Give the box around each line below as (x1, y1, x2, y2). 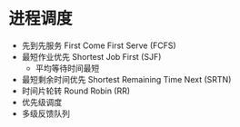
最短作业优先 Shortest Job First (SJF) (21, 51, 162, 62)
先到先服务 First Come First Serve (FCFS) (21, 40, 176, 51)
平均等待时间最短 (35, 63, 100, 73)
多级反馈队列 (21, 108, 70, 119)
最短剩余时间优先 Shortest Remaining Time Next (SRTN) (21, 73, 232, 84)
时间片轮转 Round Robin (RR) (21, 85, 131, 96)
